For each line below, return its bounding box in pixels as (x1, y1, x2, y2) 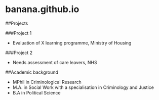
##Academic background (5, 69, 58, 75)
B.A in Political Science (12, 89, 61, 95)
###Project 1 (5, 30, 32, 36)
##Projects (5, 20, 28, 26)
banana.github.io (5, 4, 79, 15)
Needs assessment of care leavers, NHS (12, 59, 97, 65)
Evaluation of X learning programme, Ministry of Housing (12, 39, 132, 46)
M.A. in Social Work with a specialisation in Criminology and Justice (12, 84, 154, 90)
